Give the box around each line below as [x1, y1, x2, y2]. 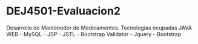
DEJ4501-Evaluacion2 [6, 4, 121, 18]
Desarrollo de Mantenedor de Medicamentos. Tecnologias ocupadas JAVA [6, 24, 193, 31]
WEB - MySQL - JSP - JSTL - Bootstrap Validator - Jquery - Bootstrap [6, 30, 182, 37]
